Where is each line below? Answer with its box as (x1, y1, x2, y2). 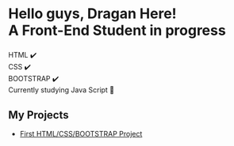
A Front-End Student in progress (8, 21, 226, 39)
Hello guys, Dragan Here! (8, 5, 177, 23)
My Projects (8, 108, 69, 122)
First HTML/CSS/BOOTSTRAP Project (19, 129, 143, 138)
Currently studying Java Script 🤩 (8, 85, 115, 95)
